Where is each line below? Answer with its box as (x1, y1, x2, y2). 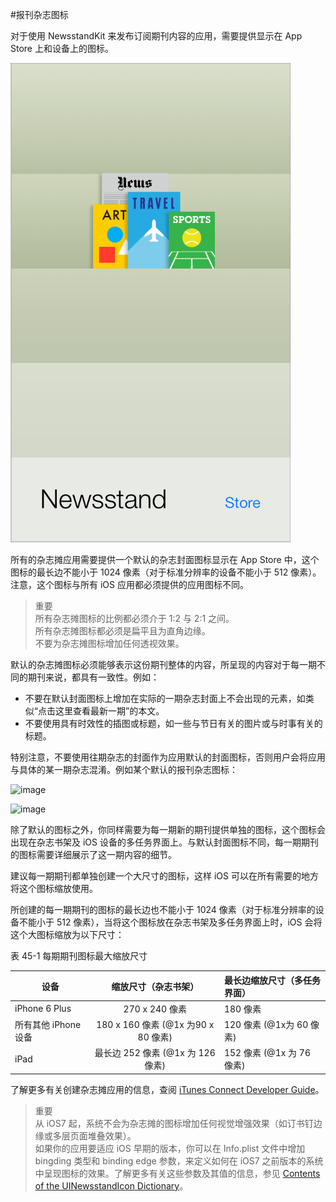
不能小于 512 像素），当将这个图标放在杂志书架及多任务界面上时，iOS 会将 (18, 916, 323, 928)
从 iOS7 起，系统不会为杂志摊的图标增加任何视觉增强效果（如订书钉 (34, 1117, 314, 1129)
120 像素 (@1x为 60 (223, 1019, 309, 1030)
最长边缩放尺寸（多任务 (223, 974, 321, 986)
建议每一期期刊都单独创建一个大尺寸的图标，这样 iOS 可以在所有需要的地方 (10, 870, 319, 882)
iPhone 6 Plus (14, 1003, 72, 1015)
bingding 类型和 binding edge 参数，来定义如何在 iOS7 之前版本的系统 (34, 1154, 324, 1167)
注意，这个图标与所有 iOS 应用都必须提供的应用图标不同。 (10, 579, 249, 590)
